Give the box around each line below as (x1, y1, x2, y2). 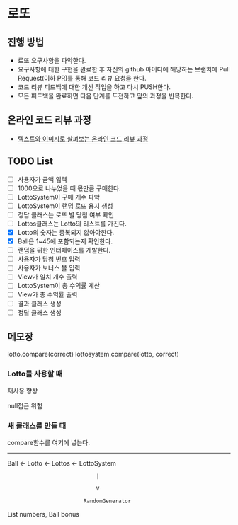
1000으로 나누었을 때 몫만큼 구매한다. (17, 184, 122, 192)
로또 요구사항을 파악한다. (17, 57, 86, 64)
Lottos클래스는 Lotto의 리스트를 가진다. (17, 219, 127, 228)
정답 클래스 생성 (17, 308, 62, 316)
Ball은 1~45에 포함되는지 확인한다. (17, 237, 113, 246)
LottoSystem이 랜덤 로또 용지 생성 (17, 202, 113, 210)
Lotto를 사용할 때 (7, 369, 62, 379)
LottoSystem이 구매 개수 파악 (17, 192, 101, 201)
